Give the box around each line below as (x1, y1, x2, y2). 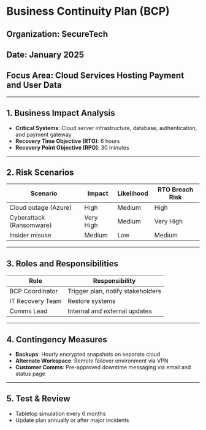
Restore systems (67, 297, 116, 305)
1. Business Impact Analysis (6, 108, 115, 118)
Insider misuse (9, 231, 52, 240)
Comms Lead (9, 307, 48, 315)
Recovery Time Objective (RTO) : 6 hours (15, 137, 120, 145)
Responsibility (93, 277, 136, 285)
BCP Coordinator (9, 287, 58, 296)
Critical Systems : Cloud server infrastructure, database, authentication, (15, 124, 197, 131)
